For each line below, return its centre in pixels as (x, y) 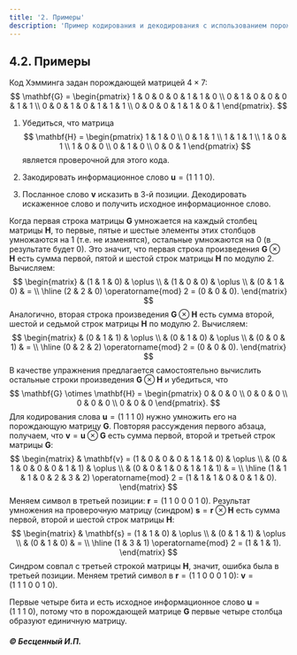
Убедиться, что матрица (68, 123)
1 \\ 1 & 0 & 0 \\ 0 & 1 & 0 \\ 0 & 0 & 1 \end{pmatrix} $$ (155, 146)
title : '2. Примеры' (47, 17)
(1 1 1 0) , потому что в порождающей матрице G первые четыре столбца (146, 612)
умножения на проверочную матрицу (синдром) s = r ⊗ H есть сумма (145, 511)
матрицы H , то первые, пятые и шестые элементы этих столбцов (133, 230)
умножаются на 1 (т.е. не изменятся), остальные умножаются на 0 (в (140, 240)
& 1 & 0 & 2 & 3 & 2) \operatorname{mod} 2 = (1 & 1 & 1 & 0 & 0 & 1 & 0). (148, 478)
